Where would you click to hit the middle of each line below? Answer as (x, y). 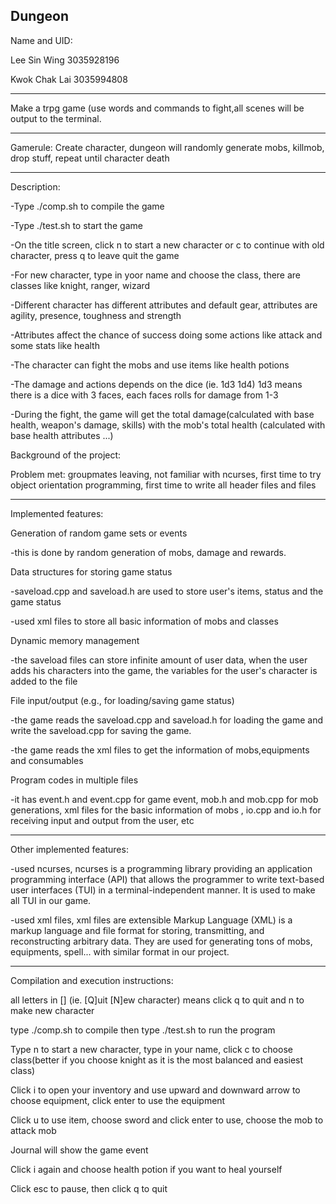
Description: (35, 186)
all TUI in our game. (51, 900)
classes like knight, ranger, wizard (80, 285)
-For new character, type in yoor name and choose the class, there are (156, 275)
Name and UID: (41, 40)
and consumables (47, 760)
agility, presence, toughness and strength (96, 315)
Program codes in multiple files (74, 780)
